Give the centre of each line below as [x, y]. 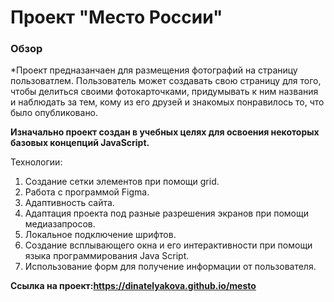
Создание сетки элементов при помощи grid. [122, 182]
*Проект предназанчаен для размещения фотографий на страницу [154, 70]
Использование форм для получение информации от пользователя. [170, 267]
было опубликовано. [54, 113]
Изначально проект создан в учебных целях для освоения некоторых [165, 132]
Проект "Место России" [116, 17]
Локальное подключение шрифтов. [100, 235]
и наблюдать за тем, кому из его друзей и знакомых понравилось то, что [167, 102]
